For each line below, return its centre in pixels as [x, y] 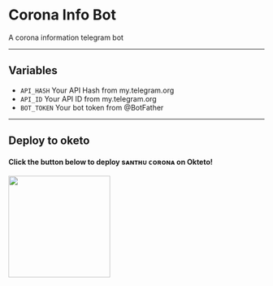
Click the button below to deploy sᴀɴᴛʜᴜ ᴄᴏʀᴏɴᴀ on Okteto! [111, 162]
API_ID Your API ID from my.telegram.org [88, 98]
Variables [33, 71]
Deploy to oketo [49, 141]
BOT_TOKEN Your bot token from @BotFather [92, 107]
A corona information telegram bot [66, 37]
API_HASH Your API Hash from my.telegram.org [97, 90]
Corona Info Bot [62, 15]
